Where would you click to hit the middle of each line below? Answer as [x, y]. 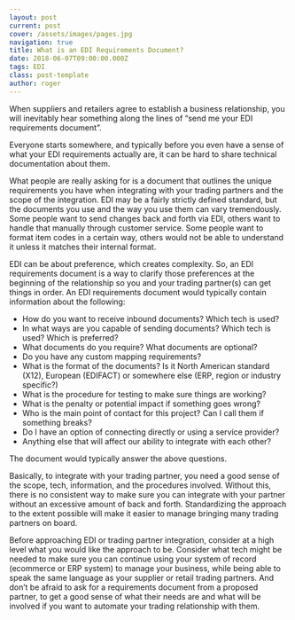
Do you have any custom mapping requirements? [112, 357]
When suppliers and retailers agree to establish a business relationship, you [147, 108]
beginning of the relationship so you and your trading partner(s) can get [140, 283]
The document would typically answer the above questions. [118, 459]
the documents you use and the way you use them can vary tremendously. [145, 208]
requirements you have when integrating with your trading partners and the [146, 190]
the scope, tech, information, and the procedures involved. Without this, [140, 485]
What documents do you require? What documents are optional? [140, 347]
